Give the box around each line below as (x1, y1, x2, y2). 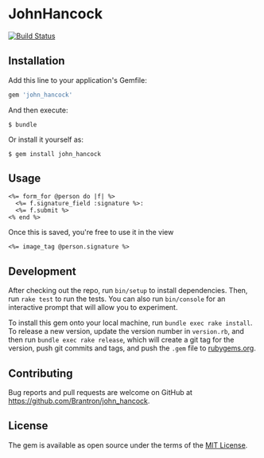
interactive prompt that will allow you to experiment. (8, 303, 178, 312)
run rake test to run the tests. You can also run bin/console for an (8, 294, 226, 303)
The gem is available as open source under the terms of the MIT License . (8, 440, 248, 450)
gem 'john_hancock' (8, 91, 73, 99)
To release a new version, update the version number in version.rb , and (8, 327, 245, 336)
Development (8, 264, 77, 278)
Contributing (8, 366, 73, 380)
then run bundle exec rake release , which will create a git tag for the (8, 335, 235, 345)
